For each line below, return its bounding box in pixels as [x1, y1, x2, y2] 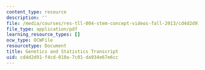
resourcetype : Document [6, 43, 67, 49]
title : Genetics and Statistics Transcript [6, 49, 119, 55]
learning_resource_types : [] [6, 32, 81, 38]
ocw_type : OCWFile [6, 37, 53, 43]
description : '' [6, 15, 48, 21]
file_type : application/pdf [6, 26, 78, 32]
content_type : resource [6, 9, 67, 15]
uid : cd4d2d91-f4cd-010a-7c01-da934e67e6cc [6, 54, 119, 60]
